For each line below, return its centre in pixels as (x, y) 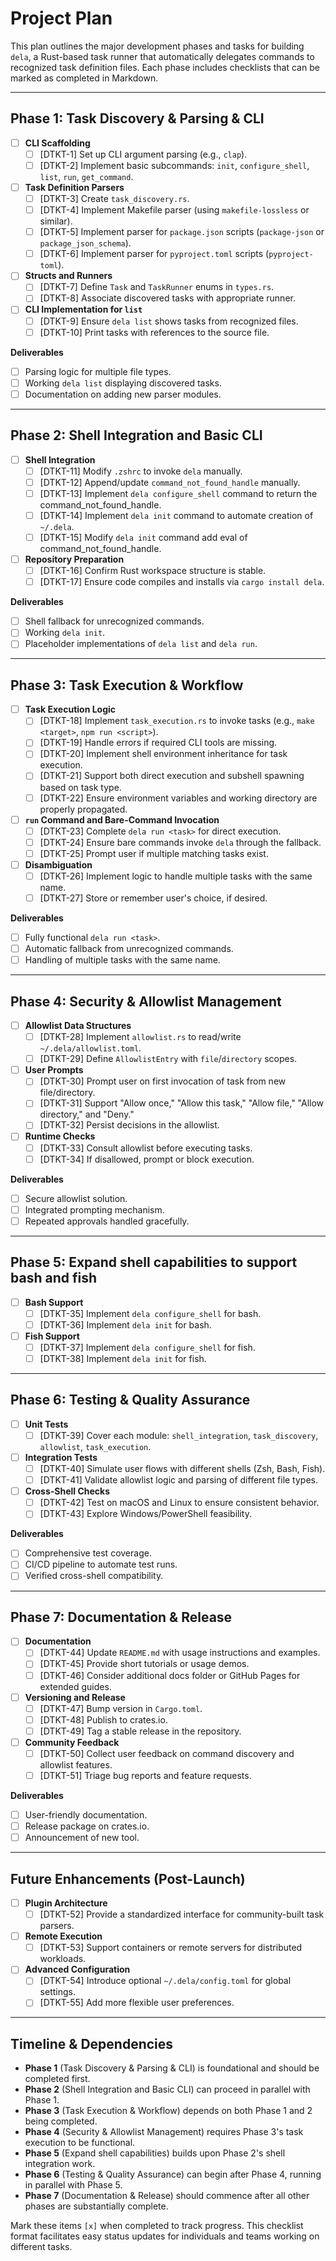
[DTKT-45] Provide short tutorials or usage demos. (144, 1664)
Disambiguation (58, 864)
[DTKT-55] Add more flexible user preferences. (137, 2003)
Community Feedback (72, 1742)
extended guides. (75, 1686)
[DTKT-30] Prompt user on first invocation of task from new (163, 1081)
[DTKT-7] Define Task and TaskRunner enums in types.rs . (157, 287)
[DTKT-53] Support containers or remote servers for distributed (171, 1948)
